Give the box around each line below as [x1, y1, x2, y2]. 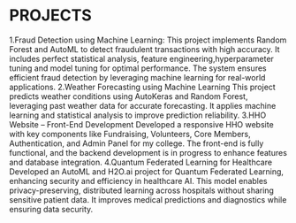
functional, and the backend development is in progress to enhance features [9, 147, 287, 158]
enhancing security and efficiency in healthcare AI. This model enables [9, 175, 268, 186]
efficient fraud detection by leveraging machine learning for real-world [9, 72, 266, 82]
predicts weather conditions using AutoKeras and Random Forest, [9, 90, 248, 102]
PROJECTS [9, 5, 93, 26]
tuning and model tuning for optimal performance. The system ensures [9, 63, 267, 73]
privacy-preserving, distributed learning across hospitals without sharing [9, 185, 274, 196]
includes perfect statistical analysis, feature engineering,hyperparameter [9, 53, 274, 64]
